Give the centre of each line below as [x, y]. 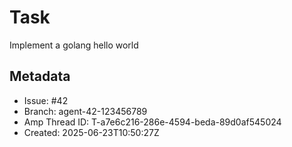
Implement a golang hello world [74, 45]
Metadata [40, 76]
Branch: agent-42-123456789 [85, 111]
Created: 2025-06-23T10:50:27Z [91, 132]
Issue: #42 [46, 100]
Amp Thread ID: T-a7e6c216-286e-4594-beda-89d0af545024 [152, 122]
